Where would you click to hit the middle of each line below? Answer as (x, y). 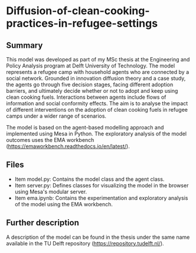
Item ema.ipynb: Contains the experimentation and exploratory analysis (101, 198)
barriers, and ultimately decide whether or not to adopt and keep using (92, 91)
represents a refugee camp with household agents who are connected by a (98, 72)
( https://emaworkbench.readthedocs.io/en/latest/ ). (68, 146)
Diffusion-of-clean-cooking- (78, 11)
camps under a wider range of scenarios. (56, 116)
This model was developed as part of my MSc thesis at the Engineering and (98, 59)
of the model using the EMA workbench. (64, 204)
